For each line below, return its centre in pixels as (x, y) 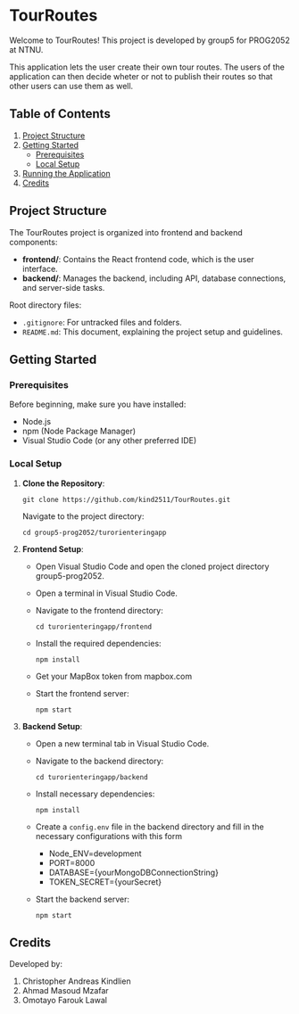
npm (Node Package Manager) (79, 431)
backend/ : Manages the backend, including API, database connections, (154, 278)
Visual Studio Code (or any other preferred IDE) (109, 441)
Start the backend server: (83, 899)
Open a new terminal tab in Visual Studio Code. (122, 743)
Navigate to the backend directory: (100, 761)
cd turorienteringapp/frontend (94, 627)
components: (33, 242)
